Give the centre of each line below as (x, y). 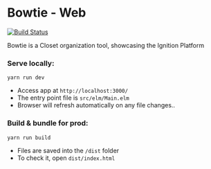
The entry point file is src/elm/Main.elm (73, 98)
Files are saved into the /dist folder (68, 150)
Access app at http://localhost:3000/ (73, 91)
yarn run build (29, 137)
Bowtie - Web (47, 13)
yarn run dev (26, 78)
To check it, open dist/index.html (66, 158)
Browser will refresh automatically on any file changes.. (96, 105)
